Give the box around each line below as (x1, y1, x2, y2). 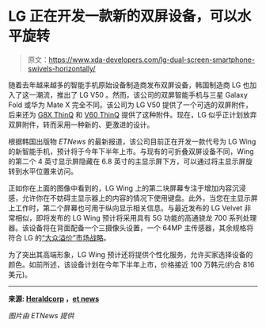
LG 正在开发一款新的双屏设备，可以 (8, 7, 237, 25)
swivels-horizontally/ (27, 63, 97, 73)
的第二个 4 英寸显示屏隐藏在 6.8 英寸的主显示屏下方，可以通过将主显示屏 (8, 156, 246, 166)
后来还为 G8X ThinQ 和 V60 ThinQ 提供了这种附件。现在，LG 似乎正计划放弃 (8, 110, 257, 119)
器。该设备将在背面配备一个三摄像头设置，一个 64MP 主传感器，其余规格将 (8, 223, 254, 233)
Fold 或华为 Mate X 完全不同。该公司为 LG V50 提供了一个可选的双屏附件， (8, 100, 253, 110)
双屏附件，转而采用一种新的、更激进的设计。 (8, 120, 154, 129)
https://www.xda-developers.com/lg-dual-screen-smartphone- (48, 55, 256, 64)
